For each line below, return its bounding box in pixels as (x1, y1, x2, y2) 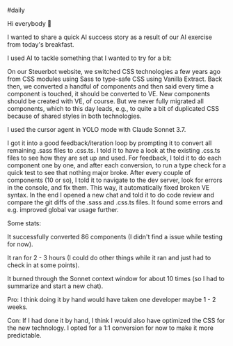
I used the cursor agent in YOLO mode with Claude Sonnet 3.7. (7, 126, 186, 133)
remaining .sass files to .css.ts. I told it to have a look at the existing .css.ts (7, 146, 220, 154)
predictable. (7, 331, 42, 339)
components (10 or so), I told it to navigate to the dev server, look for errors (7, 176, 223, 184)
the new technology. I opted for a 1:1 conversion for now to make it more (7, 324, 214, 332)
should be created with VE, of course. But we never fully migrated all (7, 97, 204, 105)
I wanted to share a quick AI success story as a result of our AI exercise (7, 33, 212, 41)
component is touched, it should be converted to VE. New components (7, 90, 211, 98)
